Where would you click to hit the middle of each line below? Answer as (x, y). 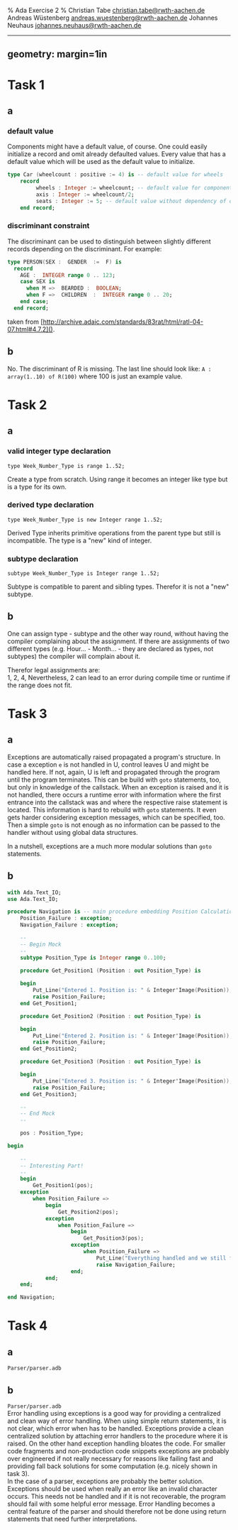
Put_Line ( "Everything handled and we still (161, 1258)
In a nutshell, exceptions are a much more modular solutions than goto (110, 846)
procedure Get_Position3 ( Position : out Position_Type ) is (110, 1062)
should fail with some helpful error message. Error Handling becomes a (111, 1504)
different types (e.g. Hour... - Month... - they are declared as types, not (110, 648)
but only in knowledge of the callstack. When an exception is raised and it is (118, 787)
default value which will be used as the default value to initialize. (101, 162)
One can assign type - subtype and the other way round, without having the (118, 633)
